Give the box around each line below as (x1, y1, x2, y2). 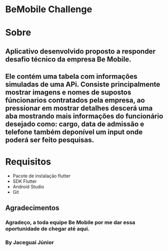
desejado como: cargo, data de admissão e (5, 120, 145, 129)
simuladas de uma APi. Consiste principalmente (5, 80, 160, 89)
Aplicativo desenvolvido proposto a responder (5, 47, 156, 55)
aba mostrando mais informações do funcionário (5, 112, 163, 120)
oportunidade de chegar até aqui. (5, 225, 90, 232)
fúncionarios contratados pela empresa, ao (5, 96, 145, 105)
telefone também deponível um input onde (5, 128, 143, 137)
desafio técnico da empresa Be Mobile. (5, 55, 131, 64)
